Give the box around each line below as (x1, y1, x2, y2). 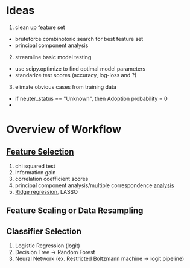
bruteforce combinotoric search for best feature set (14, 35, 144, 42)
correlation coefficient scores (14, 175, 89, 182)
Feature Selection (6, 146, 74, 157)
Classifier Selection (6, 226, 82, 236)
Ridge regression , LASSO (14, 188, 78, 195)
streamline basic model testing (14, 53, 92, 60)
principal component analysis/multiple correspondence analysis (14, 182, 174, 189)
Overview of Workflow (6, 123, 122, 136)
